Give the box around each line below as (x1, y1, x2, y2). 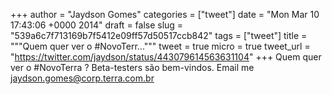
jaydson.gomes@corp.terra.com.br (10, 72, 155, 84)
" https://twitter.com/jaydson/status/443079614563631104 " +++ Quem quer (10, 51, 322, 63)
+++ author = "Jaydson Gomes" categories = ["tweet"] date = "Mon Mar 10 (10, 9, 320, 20)
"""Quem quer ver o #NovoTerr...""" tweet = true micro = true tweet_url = (10, 40, 311, 52)
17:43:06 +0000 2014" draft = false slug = (10, 19, 184, 31)
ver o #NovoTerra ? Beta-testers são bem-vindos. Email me (10, 62, 255, 73)
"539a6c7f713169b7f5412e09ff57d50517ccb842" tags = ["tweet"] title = (10, 30, 308, 41)
